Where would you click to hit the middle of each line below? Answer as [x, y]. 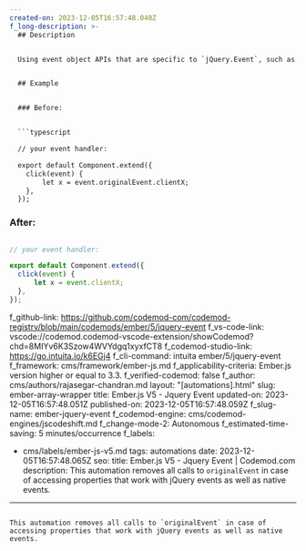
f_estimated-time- [255, 423]
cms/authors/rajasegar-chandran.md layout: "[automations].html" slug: [143, 384]
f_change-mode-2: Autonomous [160, 423]
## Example [38, 84]
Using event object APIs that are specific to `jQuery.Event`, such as [157, 59]
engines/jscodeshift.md [54, 423]
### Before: [41, 108]
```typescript [44, 133]
